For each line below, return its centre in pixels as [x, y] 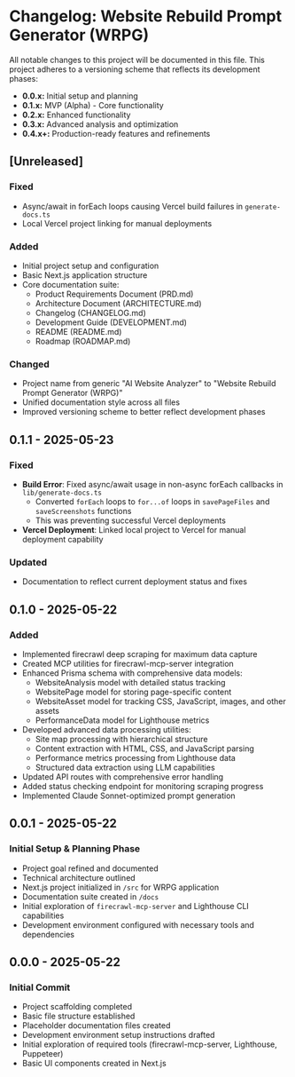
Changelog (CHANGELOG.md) [90, 313]
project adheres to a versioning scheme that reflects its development [135, 69]
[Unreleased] [47, 162]
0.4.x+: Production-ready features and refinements [116, 133]
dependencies [48, 934]
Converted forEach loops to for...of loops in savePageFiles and [152, 501]
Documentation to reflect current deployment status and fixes [135, 582]
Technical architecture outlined [78, 877]
